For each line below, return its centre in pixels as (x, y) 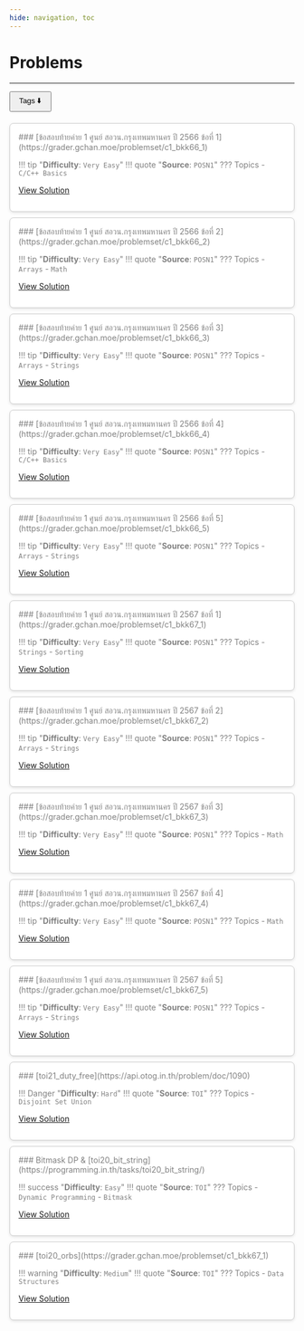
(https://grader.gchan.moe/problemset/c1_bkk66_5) (114, 528)
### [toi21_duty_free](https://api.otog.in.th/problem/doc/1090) (134, 1075)
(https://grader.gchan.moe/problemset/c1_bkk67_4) (114, 903)
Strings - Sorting (51, 651)
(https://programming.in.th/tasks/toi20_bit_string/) (112, 1169)
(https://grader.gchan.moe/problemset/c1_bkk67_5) (114, 989)
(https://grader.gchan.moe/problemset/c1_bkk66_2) (114, 242)
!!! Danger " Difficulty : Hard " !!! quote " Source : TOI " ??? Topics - (137, 1093)
